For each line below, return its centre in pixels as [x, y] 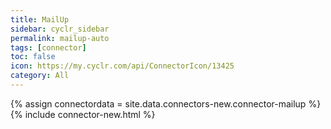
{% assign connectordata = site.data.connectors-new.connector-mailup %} [166, 103]
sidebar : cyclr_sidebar [60, 29]
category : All [40, 76]
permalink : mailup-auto [60, 38]
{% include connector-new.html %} [83, 114]
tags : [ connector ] [48, 47]
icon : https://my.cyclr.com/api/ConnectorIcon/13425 [122, 66]
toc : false [33, 57]
